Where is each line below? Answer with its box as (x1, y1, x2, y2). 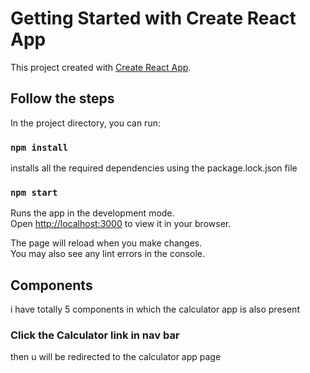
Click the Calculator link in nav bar (10, 328, 180, 342)
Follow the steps (10, 90, 115, 107)
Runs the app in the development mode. (10, 207, 175, 219)
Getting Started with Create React (10, 7, 297, 30)
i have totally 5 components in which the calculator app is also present (10, 303, 300, 316)
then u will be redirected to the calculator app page (10, 351, 222, 363)
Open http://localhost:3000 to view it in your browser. (10, 218, 232, 230)
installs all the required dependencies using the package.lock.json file (10, 162, 298, 174)
